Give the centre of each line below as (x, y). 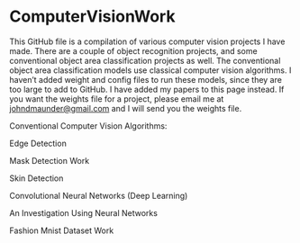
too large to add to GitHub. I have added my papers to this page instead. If (147, 89)
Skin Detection (36, 178)
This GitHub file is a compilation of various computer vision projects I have (147, 41)
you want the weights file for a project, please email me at (117, 99)
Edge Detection (38, 143)
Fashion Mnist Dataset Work (62, 230)
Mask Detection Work (50, 160)
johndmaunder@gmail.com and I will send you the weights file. (126, 108)
